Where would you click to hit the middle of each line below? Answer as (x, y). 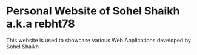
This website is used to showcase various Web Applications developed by (98, 40)
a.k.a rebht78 (41, 24)
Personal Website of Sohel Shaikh (93, 11)
